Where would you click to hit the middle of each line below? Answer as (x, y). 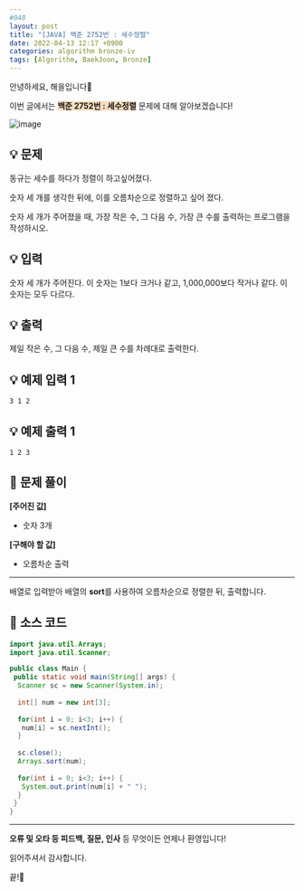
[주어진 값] (28, 506)
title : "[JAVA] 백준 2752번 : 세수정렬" (80, 34)
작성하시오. (29, 228)
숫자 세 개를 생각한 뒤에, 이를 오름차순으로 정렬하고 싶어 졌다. (117, 197)
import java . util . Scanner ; (60, 652)
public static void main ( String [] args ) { (95, 678)
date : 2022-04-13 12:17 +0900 (66, 43)
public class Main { (48, 669)
